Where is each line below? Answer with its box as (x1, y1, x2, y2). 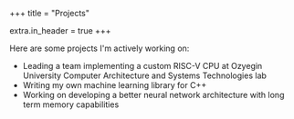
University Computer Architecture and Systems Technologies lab (22, 70, 268, 81)
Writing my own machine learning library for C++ (22, 80, 207, 90)
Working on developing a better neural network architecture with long (22, 90, 285, 100)
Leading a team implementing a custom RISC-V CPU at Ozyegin (22, 61, 263, 71)
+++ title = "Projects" (9, 8, 89, 18)
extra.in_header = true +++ (9, 25, 111, 35)
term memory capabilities (22, 99, 120, 110)
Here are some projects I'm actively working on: (9, 43, 190, 54)
